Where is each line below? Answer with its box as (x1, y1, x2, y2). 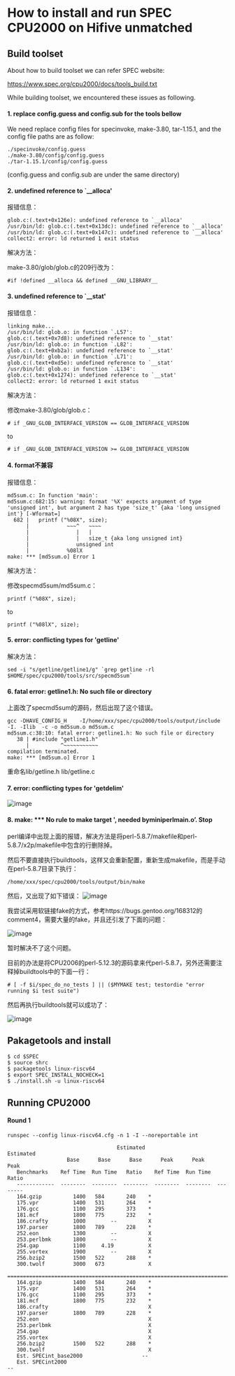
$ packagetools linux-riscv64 (7, 1066, 96, 1073)
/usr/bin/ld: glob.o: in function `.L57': (7, 328, 133, 335)
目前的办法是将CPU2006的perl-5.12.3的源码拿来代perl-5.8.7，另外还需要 (7, 958, 217, 967)
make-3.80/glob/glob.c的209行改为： (7, 263, 116, 272)
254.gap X (16, 1328, 152, 1335)
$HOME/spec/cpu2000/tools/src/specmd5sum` (7, 672, 133, 680)
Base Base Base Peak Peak (66, 1157, 205, 1164)
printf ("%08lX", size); (7, 621, 80, 628)
